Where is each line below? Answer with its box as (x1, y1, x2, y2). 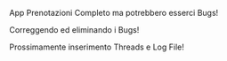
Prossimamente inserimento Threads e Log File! (9, 42, 184, 52)
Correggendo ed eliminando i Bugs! (9, 25, 140, 34)
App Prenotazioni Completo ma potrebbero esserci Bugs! (9, 8, 219, 18)
